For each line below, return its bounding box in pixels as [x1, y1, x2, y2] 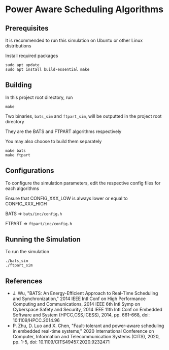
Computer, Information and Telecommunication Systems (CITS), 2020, [12, 334, 160, 340]
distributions [5, 43, 31, 49]
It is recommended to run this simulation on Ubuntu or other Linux [5, 37, 143, 43]
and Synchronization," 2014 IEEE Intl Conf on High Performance [12, 295, 146, 302]
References [5, 277, 43, 285]
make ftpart [5, 152, 30, 157]
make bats [5, 148, 26, 153]
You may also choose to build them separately [5, 138, 102, 144]
